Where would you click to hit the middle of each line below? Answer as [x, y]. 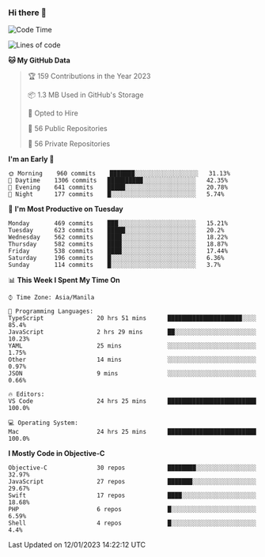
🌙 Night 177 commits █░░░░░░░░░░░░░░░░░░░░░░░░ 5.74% [116, 194]
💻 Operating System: [44, 423]
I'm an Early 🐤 [31, 159]
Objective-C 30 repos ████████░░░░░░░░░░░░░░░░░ [132, 468]
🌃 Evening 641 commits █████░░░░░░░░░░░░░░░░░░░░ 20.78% [118, 188]
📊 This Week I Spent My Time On [64, 280]
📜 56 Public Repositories [68, 129]
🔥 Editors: [26, 394]
